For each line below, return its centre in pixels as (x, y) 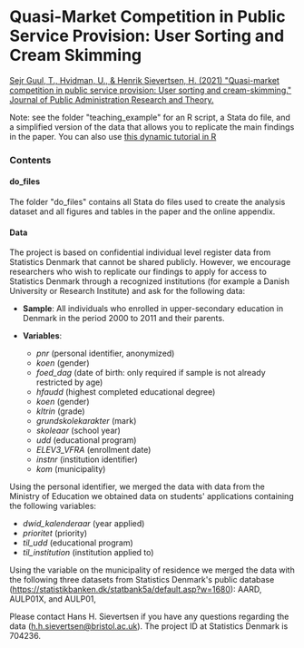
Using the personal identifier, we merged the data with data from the (137, 486)
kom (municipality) (71, 469)
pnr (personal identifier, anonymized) (105, 353)
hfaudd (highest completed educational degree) (126, 392)
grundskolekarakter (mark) (86, 421)
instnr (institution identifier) (87, 459)
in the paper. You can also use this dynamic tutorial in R (113, 136)
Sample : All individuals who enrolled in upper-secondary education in (153, 309)
